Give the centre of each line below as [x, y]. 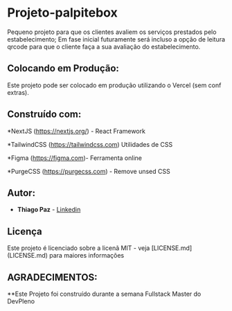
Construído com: [44, 115]
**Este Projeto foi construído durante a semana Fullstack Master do [104, 294]
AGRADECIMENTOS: [53, 277]
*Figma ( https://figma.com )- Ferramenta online [74, 158]
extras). [18, 92]
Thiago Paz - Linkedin [49, 210]
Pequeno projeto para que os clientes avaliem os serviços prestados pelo [112, 32]
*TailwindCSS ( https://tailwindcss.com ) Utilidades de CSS [90, 144]
